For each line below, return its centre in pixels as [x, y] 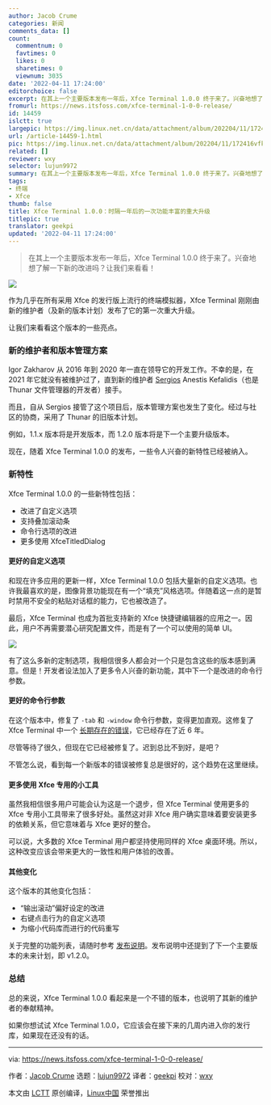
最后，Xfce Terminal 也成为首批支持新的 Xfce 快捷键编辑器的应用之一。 [127, 618]
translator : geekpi [41, 226]
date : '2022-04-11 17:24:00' [57, 83]
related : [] [28, 151]
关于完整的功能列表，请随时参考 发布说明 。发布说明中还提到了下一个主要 [129, 946]
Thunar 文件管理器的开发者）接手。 [67, 390]
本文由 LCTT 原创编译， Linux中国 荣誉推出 [79, 1093]
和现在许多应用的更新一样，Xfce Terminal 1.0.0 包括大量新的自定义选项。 [129, 580]
